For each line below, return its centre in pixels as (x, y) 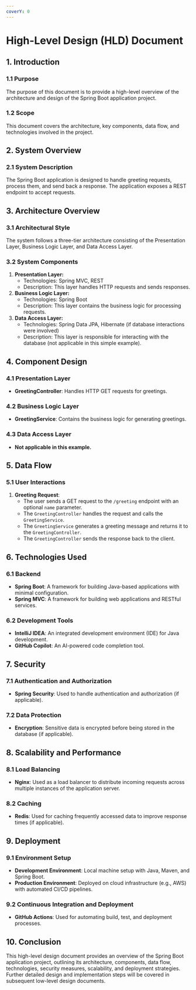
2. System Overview (44, 151)
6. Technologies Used (47, 557)
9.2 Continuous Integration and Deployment (70, 904)
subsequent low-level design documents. (56, 981)
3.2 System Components (42, 262)
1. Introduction (33, 62)
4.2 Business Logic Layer (42, 407)
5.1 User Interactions (36, 482)
